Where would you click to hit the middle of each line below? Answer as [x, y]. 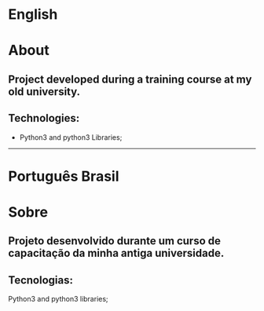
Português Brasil [64, 176]
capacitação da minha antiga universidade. [116, 253]
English [33, 15]
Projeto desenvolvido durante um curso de [115, 241]
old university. [44, 91]
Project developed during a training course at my [130, 79]
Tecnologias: [40, 280]
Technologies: [44, 118]
